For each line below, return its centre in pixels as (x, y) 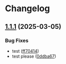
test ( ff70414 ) (26, 51)
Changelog (27, 9)
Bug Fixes (17, 41)
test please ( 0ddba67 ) (34, 56)
